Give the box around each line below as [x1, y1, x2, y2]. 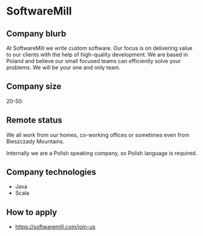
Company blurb [6, 29, 67, 39]
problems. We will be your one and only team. [6, 64, 121, 71]
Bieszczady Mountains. [6, 138, 65, 145]
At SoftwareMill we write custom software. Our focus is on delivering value [6, 44, 193, 52]
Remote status [6, 115, 62, 126]
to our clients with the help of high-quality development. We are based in [6, 51, 188, 58]
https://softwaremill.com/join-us [15, 223, 96, 231]
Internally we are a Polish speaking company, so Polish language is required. [6, 149, 198, 157]
